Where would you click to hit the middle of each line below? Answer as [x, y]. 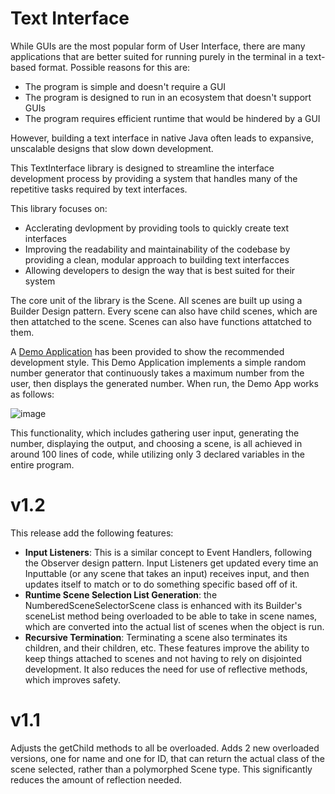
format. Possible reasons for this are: [114, 67]
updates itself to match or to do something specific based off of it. [161, 584]
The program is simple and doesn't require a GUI [125, 86]
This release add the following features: [92, 533]
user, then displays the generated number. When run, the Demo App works [164, 383]
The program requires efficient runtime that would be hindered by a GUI [172, 118]
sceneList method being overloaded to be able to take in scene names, [171, 616]
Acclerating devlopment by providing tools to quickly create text [157, 228]
